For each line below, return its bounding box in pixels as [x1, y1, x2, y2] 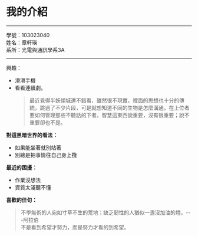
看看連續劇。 [14, 84, 46, 91]
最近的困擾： [6, 163, 37, 171]
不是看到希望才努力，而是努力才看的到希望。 [20, 224, 130, 231]
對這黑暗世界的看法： [6, 131, 58, 139]
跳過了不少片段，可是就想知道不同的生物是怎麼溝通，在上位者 [39, 104, 190, 111]
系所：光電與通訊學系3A [6, 46, 65, 53]
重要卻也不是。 [29, 119, 66, 126]
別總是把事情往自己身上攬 [14, 151, 77, 158]
